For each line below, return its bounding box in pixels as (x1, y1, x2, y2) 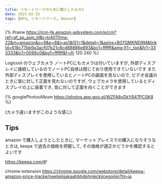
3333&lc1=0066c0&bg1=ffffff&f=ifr (5, 50, 75, 56)
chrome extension (5, 168, 41, 174)
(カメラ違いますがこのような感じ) (5, 109, 72, 115)
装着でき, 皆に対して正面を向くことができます (34, 84, 127, 90)
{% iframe (5, 30, 25, 35)
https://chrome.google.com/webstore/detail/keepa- (42, 168, 146, 174)
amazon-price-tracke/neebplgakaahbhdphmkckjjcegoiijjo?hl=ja (5, 173, 132, 180)
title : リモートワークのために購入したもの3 (5, 7, 84, 12)
